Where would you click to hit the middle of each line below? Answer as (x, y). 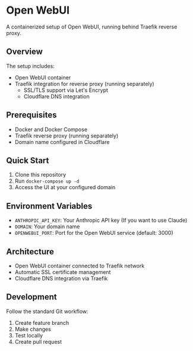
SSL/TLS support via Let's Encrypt (66, 90)
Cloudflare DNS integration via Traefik (61, 278)
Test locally (29, 335)
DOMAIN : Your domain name (47, 226)
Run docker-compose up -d (47, 181)
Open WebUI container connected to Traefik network (80, 266)
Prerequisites (31, 115)
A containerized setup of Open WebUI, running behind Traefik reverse (92, 27)
